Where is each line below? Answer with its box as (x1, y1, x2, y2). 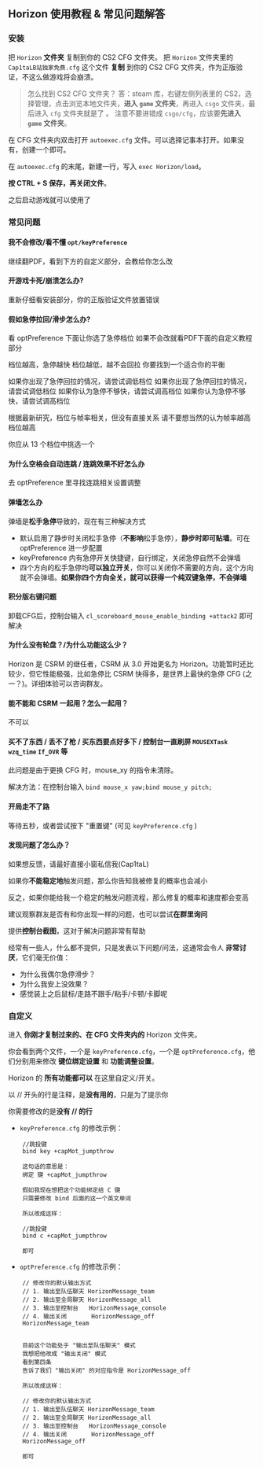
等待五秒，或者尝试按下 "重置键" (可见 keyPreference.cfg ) (8, 820, 198, 830)
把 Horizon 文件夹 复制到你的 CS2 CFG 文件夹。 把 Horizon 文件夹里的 (8, 52, 234, 61)
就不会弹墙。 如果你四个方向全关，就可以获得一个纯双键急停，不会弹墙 (19, 573, 247, 582)
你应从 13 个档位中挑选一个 (8, 440, 96, 449)
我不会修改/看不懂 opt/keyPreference (8, 238, 128, 247)
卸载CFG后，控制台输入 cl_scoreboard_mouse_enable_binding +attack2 (8, 610, 238, 620)
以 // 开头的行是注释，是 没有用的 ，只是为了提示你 (8, 1090, 169, 1100)
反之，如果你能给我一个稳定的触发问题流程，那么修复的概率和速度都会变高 (8, 892, 249, 902)
